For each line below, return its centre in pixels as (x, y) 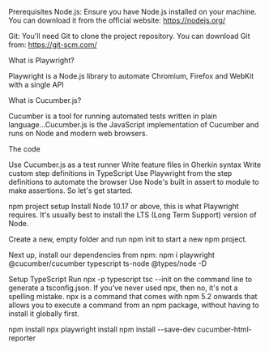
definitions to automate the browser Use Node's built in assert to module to (134, 182)
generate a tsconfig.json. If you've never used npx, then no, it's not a (123, 288)
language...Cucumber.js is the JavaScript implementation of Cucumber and (134, 124)
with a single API (36, 85)
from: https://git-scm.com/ (53, 45)
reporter (22, 338)
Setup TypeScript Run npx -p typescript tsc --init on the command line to (130, 279)
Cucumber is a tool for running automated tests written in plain (113, 116)
